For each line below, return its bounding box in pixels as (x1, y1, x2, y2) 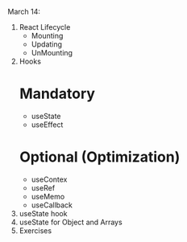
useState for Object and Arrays (19, 217, 123, 227)
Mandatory (19, 84, 96, 103)
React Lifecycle (19, 23, 71, 31)
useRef (31, 183, 56, 192)
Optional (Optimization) (19, 148, 181, 166)
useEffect (31, 120, 64, 129)
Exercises (19, 225, 52, 236)
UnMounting (31, 48, 73, 57)
